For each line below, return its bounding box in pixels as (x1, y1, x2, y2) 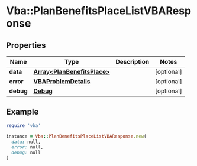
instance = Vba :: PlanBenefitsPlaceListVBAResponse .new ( (6, 133, 147, 139)
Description (115, 58, 150, 66)
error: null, (11, 144, 44, 150)
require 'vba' (6, 122, 41, 128)
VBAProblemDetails (33, 77, 91, 85)
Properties (6, 40, 46, 50)
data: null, (11, 139, 41, 145)
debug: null (11, 149, 41, 156)
